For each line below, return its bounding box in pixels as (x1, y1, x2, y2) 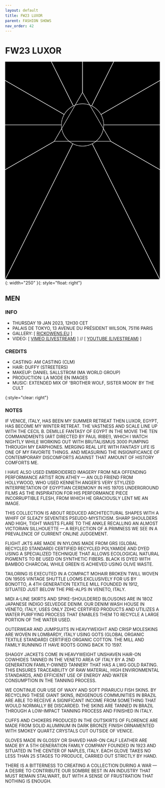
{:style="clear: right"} (5, 395, 49, 401)
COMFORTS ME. (5, 460, 39, 466)
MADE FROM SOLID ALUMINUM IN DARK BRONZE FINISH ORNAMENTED (5, 723, 155, 729)
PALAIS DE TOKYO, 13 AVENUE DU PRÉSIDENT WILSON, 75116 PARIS (12, 325, 153, 331)
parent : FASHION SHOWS (5, 18, 52, 23)
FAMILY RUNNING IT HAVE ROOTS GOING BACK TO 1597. (5, 642, 122, 648)
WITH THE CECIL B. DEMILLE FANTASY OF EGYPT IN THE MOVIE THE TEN (5, 429, 158, 435)
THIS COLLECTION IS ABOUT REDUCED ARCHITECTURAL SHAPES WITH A (5, 510, 159, 516)
